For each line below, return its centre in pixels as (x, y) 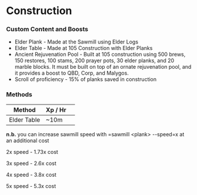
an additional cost (28, 140)
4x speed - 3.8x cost (31, 174)
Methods (19, 95)
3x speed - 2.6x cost (31, 163)
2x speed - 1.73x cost (32, 152)
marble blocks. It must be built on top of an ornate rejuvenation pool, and (103, 67)
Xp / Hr (56, 110)
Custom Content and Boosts (47, 29)
